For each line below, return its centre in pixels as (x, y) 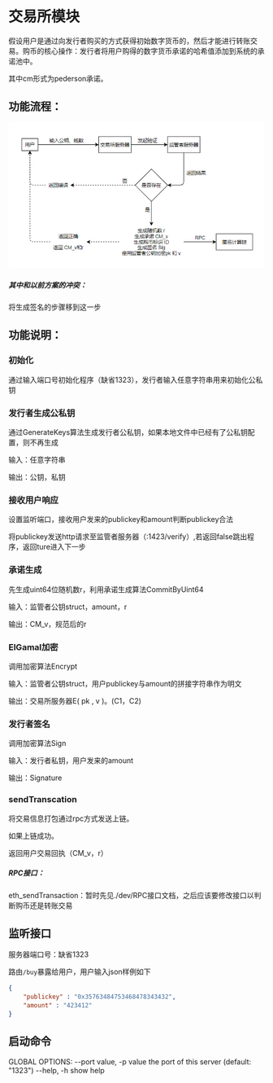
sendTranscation (43, 800)
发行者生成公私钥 (42, 413)
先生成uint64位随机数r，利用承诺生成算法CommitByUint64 (106, 589)
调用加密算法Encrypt (43, 666)
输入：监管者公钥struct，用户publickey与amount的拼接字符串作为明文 (125, 683)
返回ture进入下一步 (54, 547)
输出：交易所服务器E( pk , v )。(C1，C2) (75, 700)
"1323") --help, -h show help (57, 1070)
